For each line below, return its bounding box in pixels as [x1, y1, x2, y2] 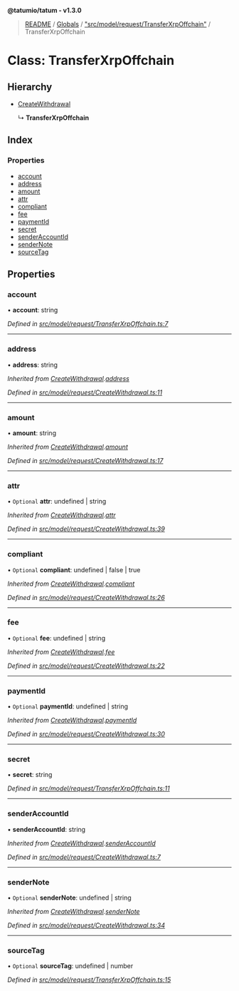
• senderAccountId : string [7, 825, 86, 833]
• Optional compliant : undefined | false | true [7, 565, 141, 574]
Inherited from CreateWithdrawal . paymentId [7, 716, 137, 725]
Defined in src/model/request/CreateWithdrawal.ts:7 [7, 853, 161, 861]
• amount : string [7, 428, 57, 437]
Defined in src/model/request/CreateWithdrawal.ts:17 [7, 456, 164, 464]
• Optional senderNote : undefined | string [7, 893, 132, 902]
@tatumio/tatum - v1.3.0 [7, 6, 82, 14]
